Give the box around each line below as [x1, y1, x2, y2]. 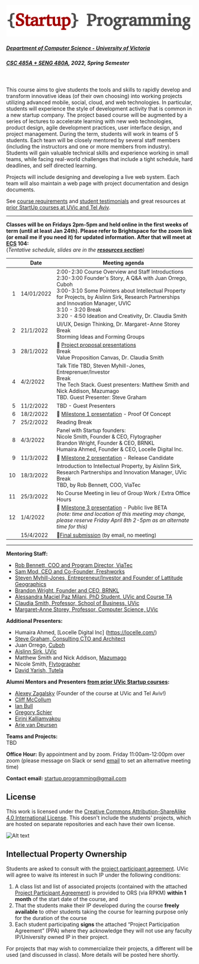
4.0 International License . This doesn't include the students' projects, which [6, 814, 191, 821]
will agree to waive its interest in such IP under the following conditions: [6, 871, 181, 878]
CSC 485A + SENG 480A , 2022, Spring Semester [6, 59, 130, 67]
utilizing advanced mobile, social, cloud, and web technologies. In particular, [6, 99, 192, 106]
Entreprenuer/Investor [56, 368, 110, 376]
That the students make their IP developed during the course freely [14, 902, 179, 909]
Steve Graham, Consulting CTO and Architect [14, 635, 126, 642]
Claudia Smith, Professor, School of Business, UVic [14, 600, 140, 607]
